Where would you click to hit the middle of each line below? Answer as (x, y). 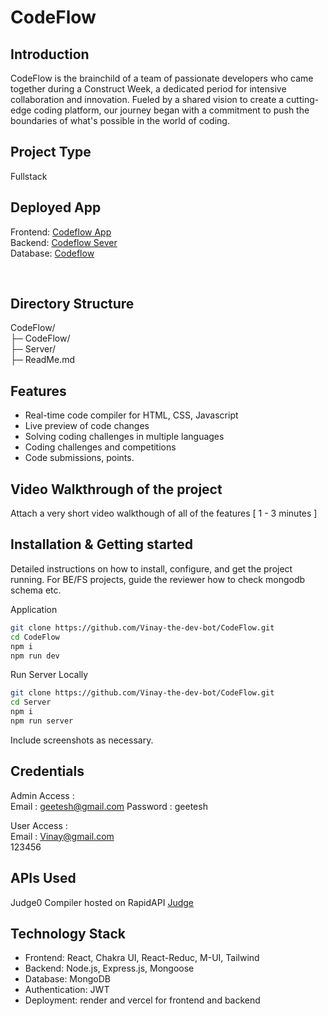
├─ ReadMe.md (42, 360)
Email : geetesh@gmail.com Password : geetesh (109, 806)
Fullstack (29, 176)
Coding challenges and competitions (100, 447)
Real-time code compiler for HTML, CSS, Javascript (131, 415)
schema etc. (36, 590)
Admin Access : (42, 795)
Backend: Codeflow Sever (64, 242)
